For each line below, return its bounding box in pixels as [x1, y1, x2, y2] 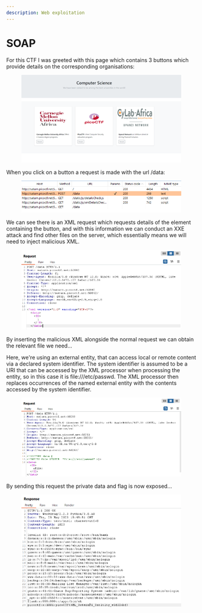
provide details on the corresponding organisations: [6, 63, 134, 70]
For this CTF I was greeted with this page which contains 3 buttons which [6, 56, 189, 63]
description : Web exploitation [6, 10, 85, 16]
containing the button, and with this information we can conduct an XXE [6, 225, 185, 232]
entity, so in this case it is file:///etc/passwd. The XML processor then [6, 373, 179, 381]
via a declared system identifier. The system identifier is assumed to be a [6, 360, 188, 367]
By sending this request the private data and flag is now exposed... [6, 482, 172, 490]
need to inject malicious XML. [6, 238, 80, 245]
